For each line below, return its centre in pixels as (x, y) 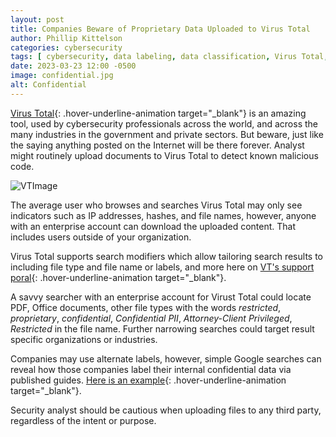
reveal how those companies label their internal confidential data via (151, 369)
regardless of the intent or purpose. (83, 420)
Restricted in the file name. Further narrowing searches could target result (162, 328)
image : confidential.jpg (62, 76)
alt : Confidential (48, 85)
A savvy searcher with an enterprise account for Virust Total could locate (161, 297)
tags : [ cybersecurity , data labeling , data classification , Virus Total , (169, 57)
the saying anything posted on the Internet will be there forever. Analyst (157, 145)
